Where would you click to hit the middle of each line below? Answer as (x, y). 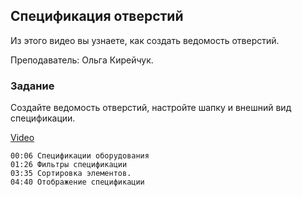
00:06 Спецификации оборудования (80, 156)
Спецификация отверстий (97, 16)
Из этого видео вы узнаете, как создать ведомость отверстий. (145, 40)
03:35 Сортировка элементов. (71, 174)
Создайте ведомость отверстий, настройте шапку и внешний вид (151, 108)
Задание (32, 86)
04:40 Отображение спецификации (77, 182)
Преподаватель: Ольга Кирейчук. (82, 60)
